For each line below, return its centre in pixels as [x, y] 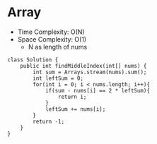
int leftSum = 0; [58, 78]
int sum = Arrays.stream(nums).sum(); [90, 72]
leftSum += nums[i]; [75, 109]
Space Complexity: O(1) [52, 39]
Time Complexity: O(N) [51, 32]
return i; [72, 97]
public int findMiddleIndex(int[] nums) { [83, 66]
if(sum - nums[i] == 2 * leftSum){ [98, 90]
